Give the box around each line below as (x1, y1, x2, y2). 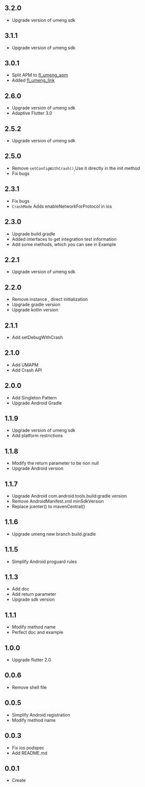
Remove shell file (11, 684, 47, 690)
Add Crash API (11, 367, 42, 373)
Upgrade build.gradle (11, 230, 55, 237)
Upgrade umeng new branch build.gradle (11, 531, 96, 537)
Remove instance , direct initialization (11, 296, 88, 302)
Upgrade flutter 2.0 (11, 657, 51, 663)
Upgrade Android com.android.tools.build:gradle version (11, 493, 127, 499)
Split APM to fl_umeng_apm (11, 72, 68, 78)
